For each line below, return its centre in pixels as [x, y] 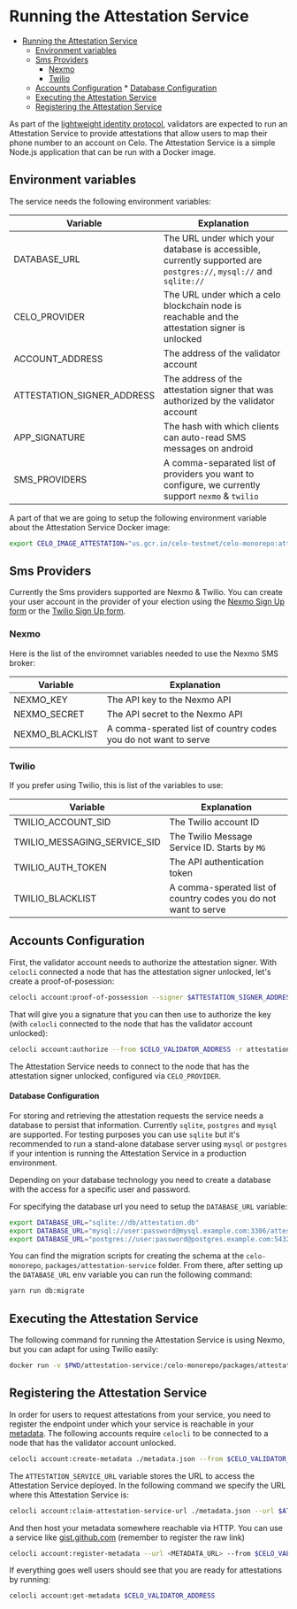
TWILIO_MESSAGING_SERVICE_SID [87, 842]
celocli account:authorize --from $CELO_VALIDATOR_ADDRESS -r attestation [150, 1049]
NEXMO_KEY [41, 700]
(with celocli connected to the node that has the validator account [131, 1024]
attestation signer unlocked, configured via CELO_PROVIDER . [115, 1075]
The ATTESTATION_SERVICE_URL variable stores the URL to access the [132, 1475]
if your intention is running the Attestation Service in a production [128, 1153]
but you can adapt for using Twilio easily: [84, 1350]
